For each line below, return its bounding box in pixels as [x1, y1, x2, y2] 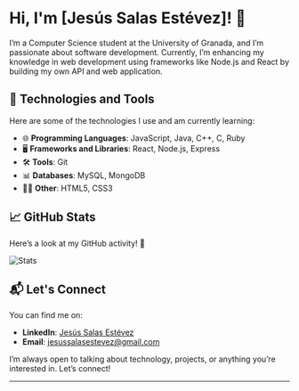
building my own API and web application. [9, 66, 163, 77]
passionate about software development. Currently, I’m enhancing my [9, 46, 264, 57]
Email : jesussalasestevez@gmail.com [21, 337, 160, 347]
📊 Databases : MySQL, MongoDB [21, 169, 146, 181]
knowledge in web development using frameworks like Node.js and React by [9, 56, 290, 67]
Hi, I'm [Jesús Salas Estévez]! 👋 [9, 8, 246, 29]
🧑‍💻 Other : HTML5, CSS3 [21, 183, 113, 193]
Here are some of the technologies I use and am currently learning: [9, 115, 255, 126]
